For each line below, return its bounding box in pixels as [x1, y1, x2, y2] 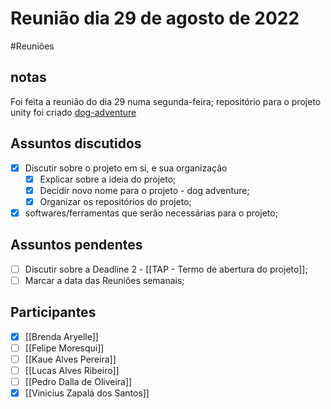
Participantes [10, 304, 97, 321]
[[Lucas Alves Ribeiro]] [24, 364, 120, 376]
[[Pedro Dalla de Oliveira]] [24, 375, 133, 387]
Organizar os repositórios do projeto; [39, 195, 192, 207]
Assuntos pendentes [10, 237, 143, 254]
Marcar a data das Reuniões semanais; [24, 274, 185, 286]
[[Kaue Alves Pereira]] [24, 353, 117, 365]
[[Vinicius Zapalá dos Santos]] [24, 387, 150, 399]
